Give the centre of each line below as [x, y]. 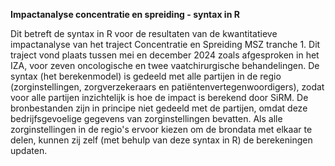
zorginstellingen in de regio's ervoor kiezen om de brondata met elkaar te [161, 129]
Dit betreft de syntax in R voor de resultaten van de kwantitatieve [144, 33]
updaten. [29, 150]
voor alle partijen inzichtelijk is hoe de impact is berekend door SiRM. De [159, 97]
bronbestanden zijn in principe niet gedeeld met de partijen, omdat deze [159, 108]
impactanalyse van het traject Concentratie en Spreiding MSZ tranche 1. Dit [165, 44]
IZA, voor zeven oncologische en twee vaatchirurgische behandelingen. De [165, 65]
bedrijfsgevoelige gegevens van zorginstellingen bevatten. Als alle [146, 118]
